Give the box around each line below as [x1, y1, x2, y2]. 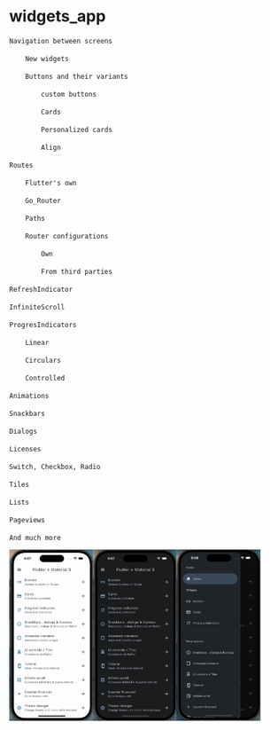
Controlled [25, 373, 66, 382]
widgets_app [9, 6, 106, 27]
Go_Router [25, 196, 62, 205]
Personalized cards [41, 125, 113, 134]
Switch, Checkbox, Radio [9, 462, 101, 471]
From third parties [41, 267, 113, 276]
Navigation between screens [9, 36, 113, 45]
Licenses [9, 444, 42, 453]
